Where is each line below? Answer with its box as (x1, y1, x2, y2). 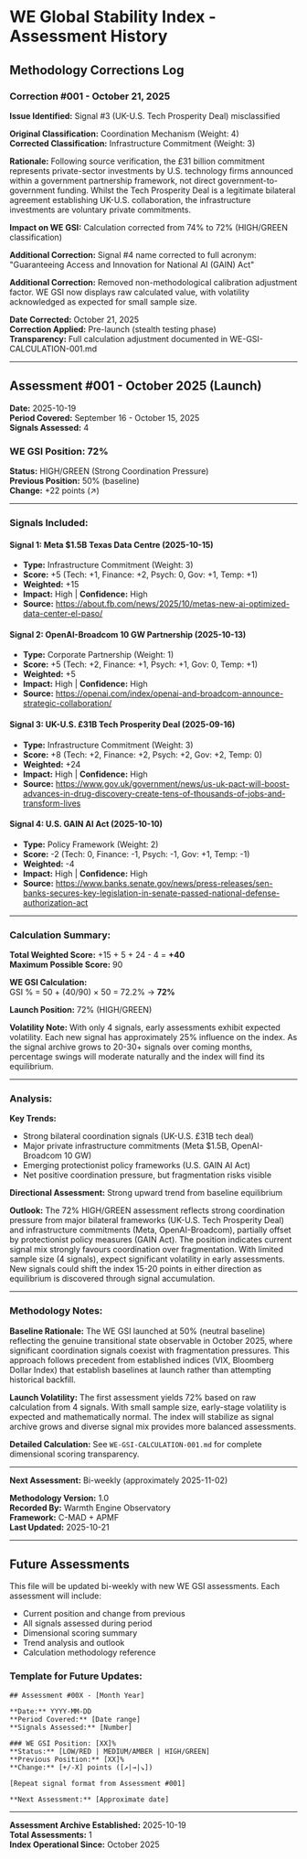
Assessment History (9, 26, 168, 47)
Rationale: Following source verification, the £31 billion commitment (9, 156, 265, 167)
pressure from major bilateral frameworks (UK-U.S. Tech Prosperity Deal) (9, 1215, 285, 1226)
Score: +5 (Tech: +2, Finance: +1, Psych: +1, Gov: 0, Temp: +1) (22, 659, 259, 670)
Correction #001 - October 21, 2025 (9, 90, 171, 102)
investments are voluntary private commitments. (9, 204, 192, 215)
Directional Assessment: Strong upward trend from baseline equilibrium (9, 1187, 283, 1198)
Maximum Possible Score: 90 (9, 959, 123, 971)
